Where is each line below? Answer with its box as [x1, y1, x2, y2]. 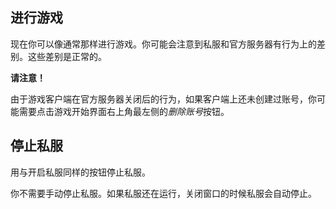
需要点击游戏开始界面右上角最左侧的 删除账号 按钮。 [18, 105, 230, 117]
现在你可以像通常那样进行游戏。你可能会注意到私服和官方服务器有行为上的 [10, 38, 317, 50]
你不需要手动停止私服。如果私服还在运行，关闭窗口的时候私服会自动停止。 [10, 187, 317, 199]
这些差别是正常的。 [27, 50, 107, 62]
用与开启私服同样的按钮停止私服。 [10, 166, 151, 178]
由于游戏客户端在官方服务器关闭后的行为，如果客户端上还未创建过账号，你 [10, 93, 317, 105]
